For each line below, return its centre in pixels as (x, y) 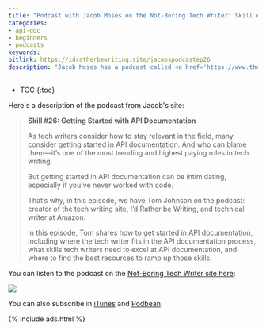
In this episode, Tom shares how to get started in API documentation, (140, 232)
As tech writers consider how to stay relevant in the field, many (130, 136)
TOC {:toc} (37, 90)
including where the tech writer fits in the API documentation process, (141, 241)
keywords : (25, 52)
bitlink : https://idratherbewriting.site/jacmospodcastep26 (110, 60)
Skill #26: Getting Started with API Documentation (112, 121)
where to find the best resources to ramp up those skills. (120, 258)
